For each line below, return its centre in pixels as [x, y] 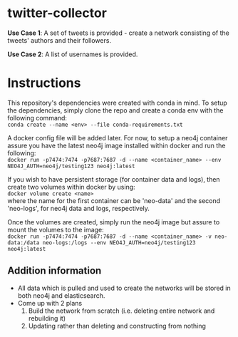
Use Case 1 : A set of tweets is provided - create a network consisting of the [118, 33]
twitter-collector [57, 13]
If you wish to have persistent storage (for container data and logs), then [114, 179]
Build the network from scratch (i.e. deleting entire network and [121, 311]
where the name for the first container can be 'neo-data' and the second [114, 200]
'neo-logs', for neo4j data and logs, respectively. [78, 208]
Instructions [44, 83]
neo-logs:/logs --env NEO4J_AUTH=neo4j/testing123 [119, 243]
